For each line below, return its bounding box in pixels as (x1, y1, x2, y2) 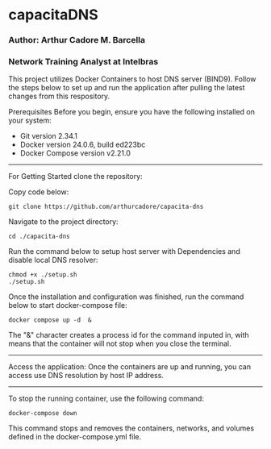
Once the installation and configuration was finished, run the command (8, 292, 244, 301)
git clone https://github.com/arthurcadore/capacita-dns (8, 203, 204, 211)
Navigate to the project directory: (8, 217, 119, 227)
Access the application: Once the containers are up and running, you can (8, 362, 252, 372)
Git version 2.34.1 (19, 131, 78, 141)
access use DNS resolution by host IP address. (8, 371, 164, 380)
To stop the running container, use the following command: (8, 393, 204, 404)
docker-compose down (8, 410, 78, 418)
